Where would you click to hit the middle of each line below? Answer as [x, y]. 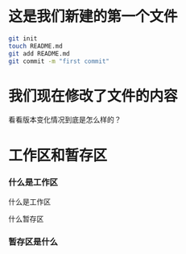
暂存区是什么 [33, 241]
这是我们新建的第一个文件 [93, 17]
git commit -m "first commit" [59, 61]
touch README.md [35, 46]
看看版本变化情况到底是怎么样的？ [65, 120]
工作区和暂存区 [58, 155]
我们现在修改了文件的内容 [93, 96]
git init [23, 38]
